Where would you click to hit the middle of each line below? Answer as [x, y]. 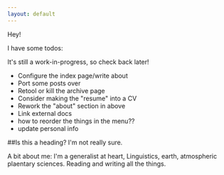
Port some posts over [49, 83]
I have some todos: [35, 48]
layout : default [31, 14]
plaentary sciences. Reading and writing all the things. [87, 164]
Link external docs [45, 113]
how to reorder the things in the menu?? [76, 121]
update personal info [48, 128]
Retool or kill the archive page [61, 90]
